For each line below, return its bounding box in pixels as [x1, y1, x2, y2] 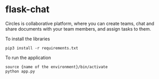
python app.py [5, 69, 36, 74]
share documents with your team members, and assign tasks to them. [5, 25, 151, 32]
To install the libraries [5, 36, 50, 42]
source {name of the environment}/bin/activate [5, 64, 108, 69]
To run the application [5, 55, 51, 61]
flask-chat [5, 4, 50, 15]
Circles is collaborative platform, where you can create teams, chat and [5, 20, 154, 27]
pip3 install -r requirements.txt [5, 45, 79, 50]
